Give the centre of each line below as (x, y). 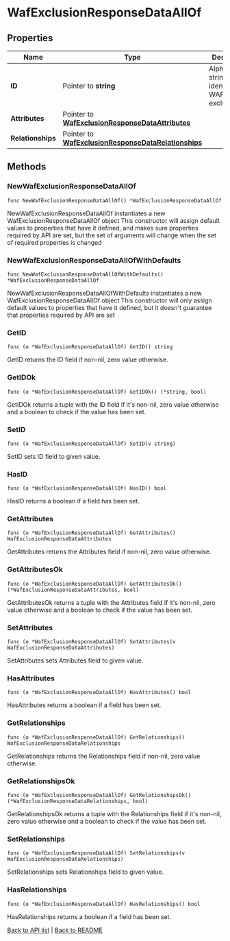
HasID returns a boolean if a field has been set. (74, 501)
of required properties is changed (54, 242)
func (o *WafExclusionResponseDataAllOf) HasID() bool (87, 488)
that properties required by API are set (61, 315)
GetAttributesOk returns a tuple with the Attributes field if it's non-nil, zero (111, 602)
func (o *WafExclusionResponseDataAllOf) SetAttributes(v (91, 642)
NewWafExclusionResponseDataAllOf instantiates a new (86, 213)
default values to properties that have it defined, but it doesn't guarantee (110, 307)
